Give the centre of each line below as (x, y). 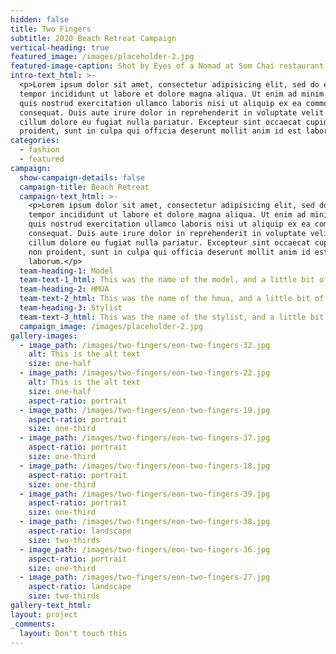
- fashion (39, 150)
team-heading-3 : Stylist (71, 308)
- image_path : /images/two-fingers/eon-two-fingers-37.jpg (145, 438)
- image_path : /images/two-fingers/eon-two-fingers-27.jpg (145, 577)
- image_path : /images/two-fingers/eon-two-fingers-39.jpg (145, 494)
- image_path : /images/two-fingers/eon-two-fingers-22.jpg (145, 373)
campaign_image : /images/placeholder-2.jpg (111, 326)
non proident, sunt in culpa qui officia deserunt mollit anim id (169, 252)
